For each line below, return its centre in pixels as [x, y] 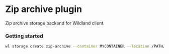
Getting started [24, 36]
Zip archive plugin [44, 9]
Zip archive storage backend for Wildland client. [55, 23]
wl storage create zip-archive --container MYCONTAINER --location [77, 46]
